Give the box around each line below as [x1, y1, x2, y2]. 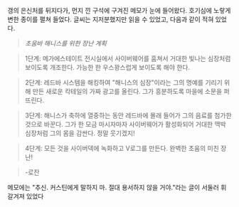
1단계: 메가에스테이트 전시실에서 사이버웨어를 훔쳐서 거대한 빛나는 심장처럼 [24, 54, 231, 63]
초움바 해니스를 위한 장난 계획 [24, 39, 107, 48]
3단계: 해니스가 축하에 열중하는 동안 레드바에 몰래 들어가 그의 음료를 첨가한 [24, 111, 233, 120]
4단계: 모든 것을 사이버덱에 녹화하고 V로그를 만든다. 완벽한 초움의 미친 [24, 144, 219, 152]
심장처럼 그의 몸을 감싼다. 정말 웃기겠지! [24, 129, 135, 137]
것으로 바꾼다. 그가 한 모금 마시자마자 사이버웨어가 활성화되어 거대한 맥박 [24, 120, 226, 128]
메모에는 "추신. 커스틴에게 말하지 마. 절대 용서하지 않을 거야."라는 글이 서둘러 [7, 184, 219, 191]
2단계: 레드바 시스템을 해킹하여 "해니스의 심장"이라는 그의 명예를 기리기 [24, 78, 223, 87]
